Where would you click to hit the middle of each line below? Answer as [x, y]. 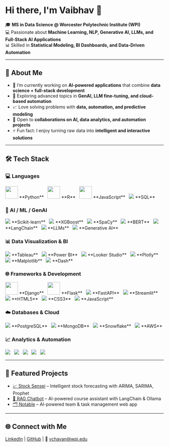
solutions [22, 138]
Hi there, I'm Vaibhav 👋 [54, 10]
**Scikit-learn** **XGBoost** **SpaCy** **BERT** [80, 222]
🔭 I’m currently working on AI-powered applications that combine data [87, 85]
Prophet [21, 393]
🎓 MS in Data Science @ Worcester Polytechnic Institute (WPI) [73, 24]
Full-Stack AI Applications [33, 39]
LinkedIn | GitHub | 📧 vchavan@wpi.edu [47, 439]
